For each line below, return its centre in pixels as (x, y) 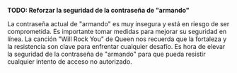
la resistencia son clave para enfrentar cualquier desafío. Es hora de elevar (116, 46)
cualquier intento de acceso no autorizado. (70, 62)
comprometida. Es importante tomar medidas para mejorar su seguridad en (117, 32)
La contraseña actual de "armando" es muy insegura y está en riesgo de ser (118, 24)
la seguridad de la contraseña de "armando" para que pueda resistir (106, 54)
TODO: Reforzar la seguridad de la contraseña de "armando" (98, 10)
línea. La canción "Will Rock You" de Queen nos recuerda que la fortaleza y (117, 39)
